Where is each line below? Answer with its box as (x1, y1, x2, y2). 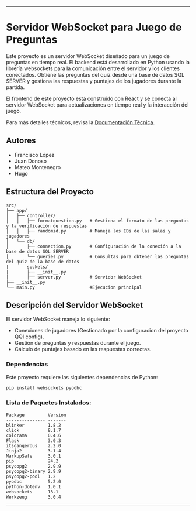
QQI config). (14, 333, 44, 340)
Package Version (6, 412, 66, 418)
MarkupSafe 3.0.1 (6, 453, 61, 459)
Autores (6, 136, 36, 146)
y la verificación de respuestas (6, 223, 87, 229)
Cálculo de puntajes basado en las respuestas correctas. (14, 346, 152, 353)
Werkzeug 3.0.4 (6, 494, 61, 500)
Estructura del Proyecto (6, 187, 94, 197)
